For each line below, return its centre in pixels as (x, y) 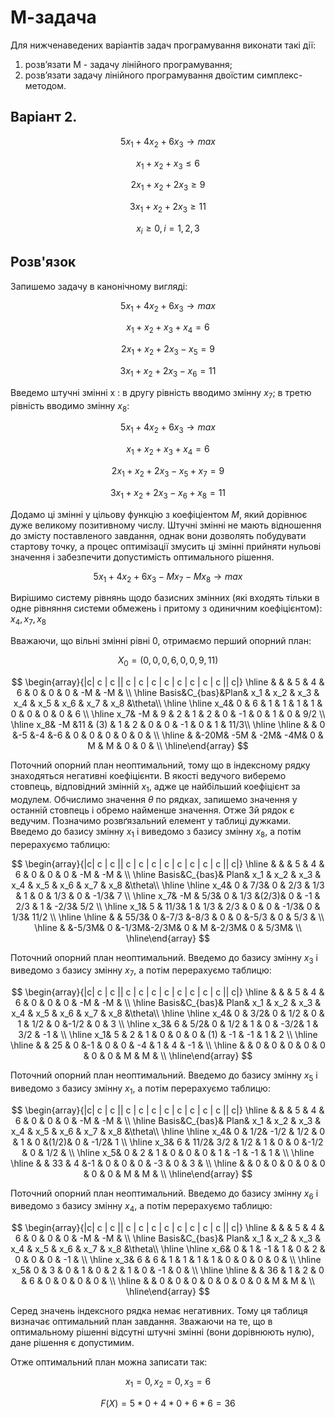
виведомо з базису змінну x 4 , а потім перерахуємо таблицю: (141, 1207)
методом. (45, 85)
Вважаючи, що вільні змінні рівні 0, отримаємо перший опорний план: (161, 641)
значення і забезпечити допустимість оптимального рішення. (142, 557)
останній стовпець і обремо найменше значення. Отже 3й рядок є (152, 810)
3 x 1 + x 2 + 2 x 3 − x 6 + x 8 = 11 (168, 493)
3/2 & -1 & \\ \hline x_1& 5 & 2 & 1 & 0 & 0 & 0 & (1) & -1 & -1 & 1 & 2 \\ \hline (168, 1035)
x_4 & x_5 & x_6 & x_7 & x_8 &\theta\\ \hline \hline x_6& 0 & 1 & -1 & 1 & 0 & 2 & (168, 1249)
